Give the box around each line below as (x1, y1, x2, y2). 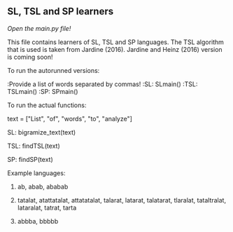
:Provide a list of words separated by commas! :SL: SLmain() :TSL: (7, 80, 198, 88)
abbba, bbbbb (17, 217, 59, 225)
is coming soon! (7, 53, 54, 61)
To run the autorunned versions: (7, 66, 100, 74)
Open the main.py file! (7, 24, 71, 32)
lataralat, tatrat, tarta (17, 203, 77, 212)
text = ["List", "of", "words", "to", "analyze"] (7, 114, 133, 123)
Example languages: (7, 168, 66, 177)
